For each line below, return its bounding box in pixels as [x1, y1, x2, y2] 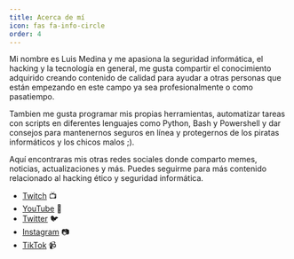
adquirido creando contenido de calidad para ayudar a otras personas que [9, 73, 282, 83]
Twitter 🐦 [21, 214, 60, 224]
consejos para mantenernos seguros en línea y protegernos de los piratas [9, 128, 280, 138]
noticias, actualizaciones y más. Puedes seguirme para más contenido [9, 163, 267, 174]
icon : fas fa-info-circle [9, 21, 105, 30]
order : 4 [9, 29, 42, 38]
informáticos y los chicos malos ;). [9, 137, 135, 147]
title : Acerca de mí [9, 12, 86, 22]
